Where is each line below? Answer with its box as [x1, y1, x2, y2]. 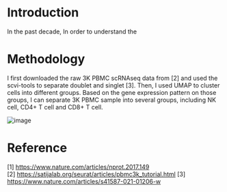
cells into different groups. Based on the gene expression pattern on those [7, 88, 217, 96]
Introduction [7, 5, 79, 20]
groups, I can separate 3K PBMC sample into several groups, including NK [7, 96, 217, 104]
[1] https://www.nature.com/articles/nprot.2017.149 [7, 163, 150, 171]
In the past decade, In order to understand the [7, 27, 137, 36]
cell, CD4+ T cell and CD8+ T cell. [7, 102, 104, 111]
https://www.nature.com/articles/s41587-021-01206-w [7, 177, 161, 185]
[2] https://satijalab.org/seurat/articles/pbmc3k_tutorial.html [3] [7, 169, 186, 178]
